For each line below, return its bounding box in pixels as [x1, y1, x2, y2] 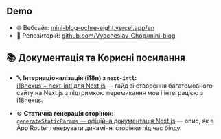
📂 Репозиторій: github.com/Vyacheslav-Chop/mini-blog [16, 31, 176, 40]
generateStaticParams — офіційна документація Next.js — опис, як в [16, 116, 214, 125]
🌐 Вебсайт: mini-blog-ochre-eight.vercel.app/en [16, 23, 155, 31]
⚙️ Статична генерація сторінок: [16, 109, 114, 117]
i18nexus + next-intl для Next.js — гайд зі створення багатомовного [16, 81, 213, 90]
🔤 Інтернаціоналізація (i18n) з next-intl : [16, 73, 137, 81]
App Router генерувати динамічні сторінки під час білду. [16, 123, 183, 132]
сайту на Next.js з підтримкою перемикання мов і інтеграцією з [16, 88, 204, 97]
